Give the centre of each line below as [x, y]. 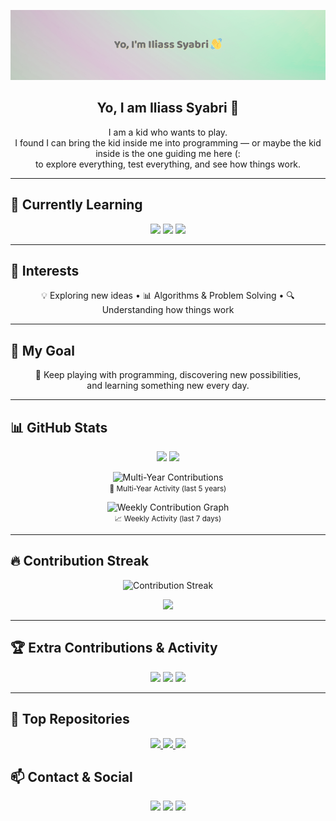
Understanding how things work [168, 310]
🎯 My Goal [42, 350]
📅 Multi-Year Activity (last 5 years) [168, 489]
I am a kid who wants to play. [168, 132]
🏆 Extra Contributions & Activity [114, 648]
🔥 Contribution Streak [80, 561]
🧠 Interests [45, 271]
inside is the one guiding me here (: [168, 153]
